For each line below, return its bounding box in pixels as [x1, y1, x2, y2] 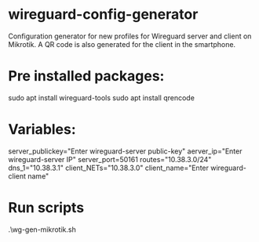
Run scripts [8, 199, 85, 216]
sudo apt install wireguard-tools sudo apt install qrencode [8, 92, 195, 103]
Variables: [8, 121, 76, 139]
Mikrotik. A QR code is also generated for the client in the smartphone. [8, 39, 236, 49]
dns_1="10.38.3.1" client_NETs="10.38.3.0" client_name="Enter [8, 163, 210, 172]
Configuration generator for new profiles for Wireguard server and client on [8, 31, 252, 41]
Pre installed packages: [8, 67, 165, 85]
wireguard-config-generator [8, 5, 199, 23]
